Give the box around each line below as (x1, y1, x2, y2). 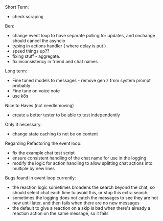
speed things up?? (12, 48, 50, 54)
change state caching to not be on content (12, 131, 98, 136)
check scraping (12, 14, 44, 19)
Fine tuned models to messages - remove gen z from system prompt (12, 78, 151, 83)
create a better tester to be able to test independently (12, 112, 120, 118)
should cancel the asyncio (12, 38, 65, 44)
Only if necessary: (5, 122, 42, 127)
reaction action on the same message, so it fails (12, 210, 109, 216)
